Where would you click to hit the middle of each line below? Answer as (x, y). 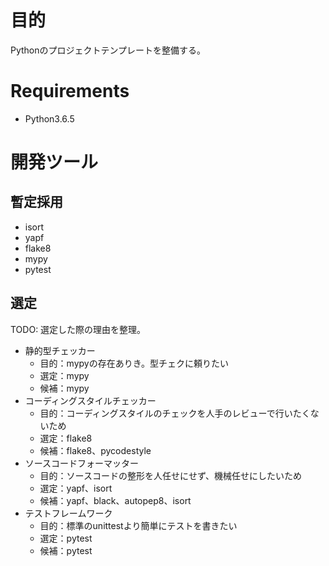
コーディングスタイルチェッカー (90, 400)
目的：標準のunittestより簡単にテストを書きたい (138, 525)
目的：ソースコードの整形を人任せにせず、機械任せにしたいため (170, 475)
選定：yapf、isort (76, 488)
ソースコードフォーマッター (82, 463)
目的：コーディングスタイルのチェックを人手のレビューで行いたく (175, 413)
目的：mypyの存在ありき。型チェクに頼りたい (134, 363)
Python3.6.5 (49, 118)
